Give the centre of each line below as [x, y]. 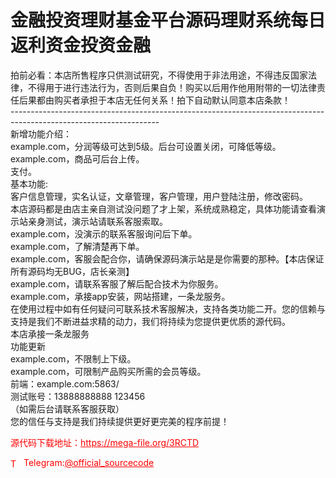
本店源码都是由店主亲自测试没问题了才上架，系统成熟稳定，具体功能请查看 [163, 208]
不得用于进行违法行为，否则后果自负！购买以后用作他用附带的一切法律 [172, 87]
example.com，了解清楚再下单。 [77, 246]
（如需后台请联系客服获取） [67, 408]
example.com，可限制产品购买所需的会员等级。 [108, 371]
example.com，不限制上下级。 [73, 358]
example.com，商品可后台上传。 [77, 158]
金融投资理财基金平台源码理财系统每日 [168, 20]
